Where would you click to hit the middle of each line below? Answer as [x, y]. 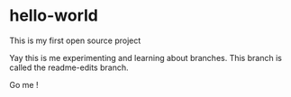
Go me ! [24, 84]
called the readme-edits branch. [69, 67]
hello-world [54, 16]
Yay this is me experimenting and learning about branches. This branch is [145, 57]
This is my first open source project [75, 40]
